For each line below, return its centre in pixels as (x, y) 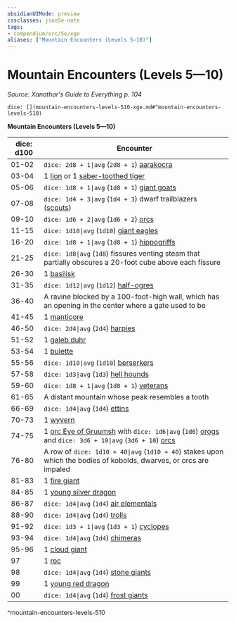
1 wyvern (59, 420)
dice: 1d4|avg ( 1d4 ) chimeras (93, 538)
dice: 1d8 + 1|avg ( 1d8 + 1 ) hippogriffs (110, 242)
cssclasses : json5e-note (44, 20)
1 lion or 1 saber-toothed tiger (94, 176)
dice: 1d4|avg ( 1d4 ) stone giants (97, 573)
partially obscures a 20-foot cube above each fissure (132, 263)
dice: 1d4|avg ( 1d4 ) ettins (86, 409)
